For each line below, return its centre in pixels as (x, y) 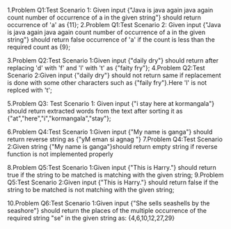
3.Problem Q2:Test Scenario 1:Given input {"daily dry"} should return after (113, 61)
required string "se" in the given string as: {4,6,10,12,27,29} (91, 218)
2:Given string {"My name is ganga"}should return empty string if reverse (112, 147)
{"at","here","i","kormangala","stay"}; (59, 118)
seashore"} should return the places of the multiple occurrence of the (107, 211)
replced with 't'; (30, 90)
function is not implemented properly (60, 154)
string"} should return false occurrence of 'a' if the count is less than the (111, 40)
